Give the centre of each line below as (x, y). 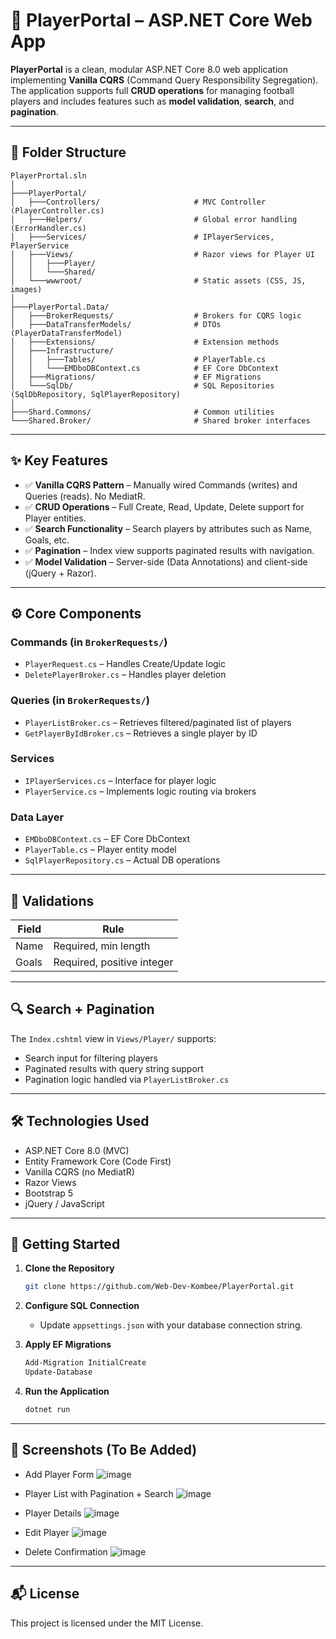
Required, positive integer (113, 962)
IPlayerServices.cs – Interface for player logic (120, 780)
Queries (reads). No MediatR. (85, 496)
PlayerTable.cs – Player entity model (100, 850)
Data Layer (37, 817)
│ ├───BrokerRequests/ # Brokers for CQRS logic (156, 315)
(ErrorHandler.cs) (48, 228)
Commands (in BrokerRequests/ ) (89, 642)
